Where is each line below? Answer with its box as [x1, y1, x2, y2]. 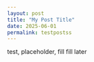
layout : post [7, 10, 45, 17]
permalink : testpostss [7, 29, 72, 36]
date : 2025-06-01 [7, 22, 57, 29]
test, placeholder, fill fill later [7, 48, 87, 56]
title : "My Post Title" [7, 16, 75, 23]
